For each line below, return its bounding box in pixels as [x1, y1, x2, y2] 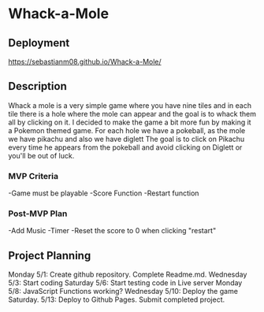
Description [8, 80, 67, 93]
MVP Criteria [8, 170, 59, 181]
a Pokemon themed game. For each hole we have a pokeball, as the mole [8, 125, 246, 135]
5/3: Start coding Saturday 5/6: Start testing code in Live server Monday [8, 278, 243, 288]
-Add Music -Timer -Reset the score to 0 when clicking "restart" [8, 226, 217, 236]
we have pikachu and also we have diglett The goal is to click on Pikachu [8, 134, 245, 143]
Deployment [8, 36, 70, 50]
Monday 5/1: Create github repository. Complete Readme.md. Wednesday [8, 269, 247, 280]
